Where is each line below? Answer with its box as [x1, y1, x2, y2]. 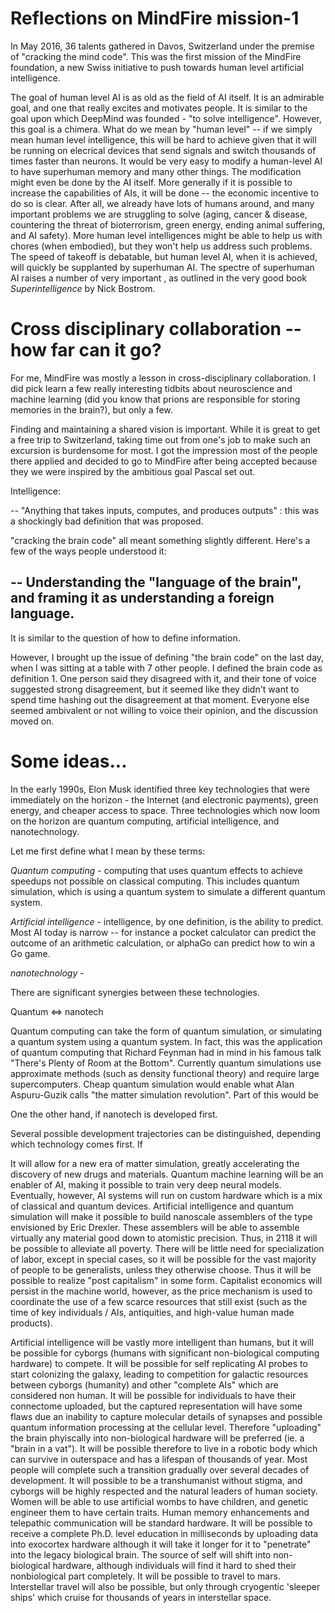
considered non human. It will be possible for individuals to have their [10, 1389, 297, 1401]
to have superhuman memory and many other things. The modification [10, 165, 302, 177]
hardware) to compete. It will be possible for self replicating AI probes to [10, 1357, 308, 1369]
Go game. [10, 947, 51, 959]
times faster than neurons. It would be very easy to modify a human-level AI [10, 155, 323, 167]
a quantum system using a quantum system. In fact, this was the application [10, 1035, 323, 1047]
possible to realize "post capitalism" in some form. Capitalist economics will [10, 1274, 323, 1286]
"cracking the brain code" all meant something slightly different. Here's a [10, 534, 311, 546]
